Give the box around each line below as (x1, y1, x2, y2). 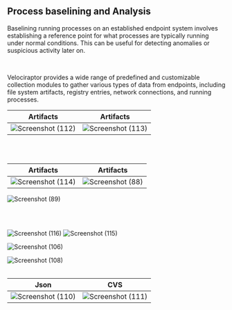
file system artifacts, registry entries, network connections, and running (7, 88, 212, 96)
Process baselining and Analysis (7, 6, 151, 17)
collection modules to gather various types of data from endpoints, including (7, 80, 226, 89)
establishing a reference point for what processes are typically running (7, 31, 209, 40)
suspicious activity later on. (7, 46, 85, 54)
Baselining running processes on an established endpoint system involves (7, 24, 218, 32)
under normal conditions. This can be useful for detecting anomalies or (7, 38, 210, 47)
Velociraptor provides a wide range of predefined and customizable (7, 73, 200, 81)
